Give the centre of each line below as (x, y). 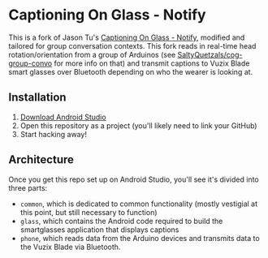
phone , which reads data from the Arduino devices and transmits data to (140, 238)
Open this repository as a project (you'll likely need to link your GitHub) (138, 125)
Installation (37, 98)
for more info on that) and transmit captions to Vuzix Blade (152, 63)
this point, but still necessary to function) (89, 212)
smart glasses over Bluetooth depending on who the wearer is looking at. (131, 71)
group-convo (30, 63)
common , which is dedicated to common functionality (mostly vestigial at (139, 204)
